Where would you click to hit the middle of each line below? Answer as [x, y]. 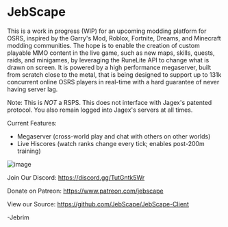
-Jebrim [18, 217]
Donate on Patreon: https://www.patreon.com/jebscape [85, 191]
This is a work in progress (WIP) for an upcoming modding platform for [107, 31]
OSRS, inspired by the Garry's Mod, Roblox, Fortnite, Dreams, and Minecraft [114, 38]
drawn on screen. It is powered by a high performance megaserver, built [109, 67]
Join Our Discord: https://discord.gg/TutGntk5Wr [76, 177]
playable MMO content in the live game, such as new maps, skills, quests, [111, 53]
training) [29, 151]
